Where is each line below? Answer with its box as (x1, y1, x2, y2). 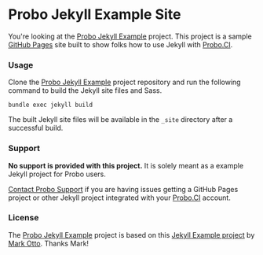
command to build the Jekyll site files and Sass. (8, 86, 163, 95)
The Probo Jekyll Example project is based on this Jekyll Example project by (8, 230, 255, 239)
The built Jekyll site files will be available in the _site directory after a (8, 115, 233, 124)
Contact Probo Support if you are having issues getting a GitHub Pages (8, 184, 239, 194)
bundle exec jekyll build (8, 101, 93, 109)
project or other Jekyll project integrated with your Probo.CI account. (8, 193, 232, 202)
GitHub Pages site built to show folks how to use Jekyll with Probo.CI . (8, 39, 233, 49)
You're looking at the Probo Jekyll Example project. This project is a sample (8, 31, 253, 41)
